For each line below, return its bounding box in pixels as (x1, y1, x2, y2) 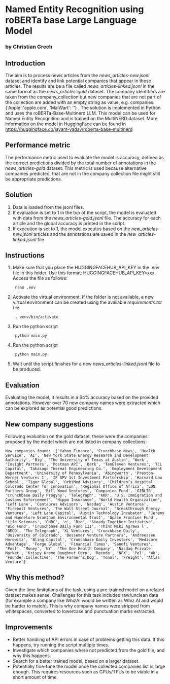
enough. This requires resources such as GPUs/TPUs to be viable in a (12, 668, 159, 675)
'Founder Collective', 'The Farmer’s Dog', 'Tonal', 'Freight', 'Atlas (5, 555, 160, 560)
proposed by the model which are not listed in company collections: (5, 439, 147, 445)
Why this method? (5, 573, 64, 582)
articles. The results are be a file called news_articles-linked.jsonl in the (5, 83, 155, 89)
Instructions (5, 251, 45, 260)
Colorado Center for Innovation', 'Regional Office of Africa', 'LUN (5, 484, 156, 489)
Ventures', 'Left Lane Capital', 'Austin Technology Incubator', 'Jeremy (5, 511, 165, 516)
